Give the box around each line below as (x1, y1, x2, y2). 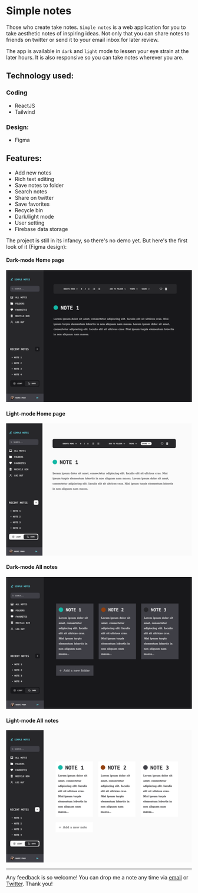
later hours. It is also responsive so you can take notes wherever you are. (6, 54, 184, 61)
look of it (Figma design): (6, 243, 67, 250)
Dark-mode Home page (6, 256, 65, 263)
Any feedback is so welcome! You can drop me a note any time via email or (6, 874, 189, 881)
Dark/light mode (14, 213, 54, 220)
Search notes (14, 187, 47, 195)
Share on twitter (14, 194, 54, 201)
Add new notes (14, 169, 52, 176)
